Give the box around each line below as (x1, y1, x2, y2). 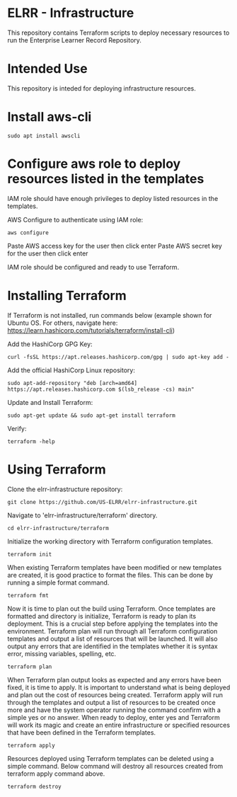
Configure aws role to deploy (7, 156, 181, 171)
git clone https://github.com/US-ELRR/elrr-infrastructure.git (7, 498, 198, 505)
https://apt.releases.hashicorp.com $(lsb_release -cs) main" (7, 386, 195, 393)
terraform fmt (7, 592, 50, 599)
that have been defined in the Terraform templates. (7, 728, 156, 737)
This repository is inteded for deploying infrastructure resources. (7, 84, 196, 93)
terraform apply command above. (7, 769, 105, 778)
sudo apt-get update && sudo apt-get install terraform (7, 412, 175, 419)
